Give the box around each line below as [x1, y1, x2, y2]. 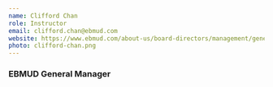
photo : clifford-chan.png [8, 42, 96, 50]
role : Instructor [8, 19, 67, 27]
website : [8, 34, 38, 43]
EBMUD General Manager [8, 68, 111, 80]
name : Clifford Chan [8, 11, 79, 20]
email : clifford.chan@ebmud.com [8, 27, 118, 35]
